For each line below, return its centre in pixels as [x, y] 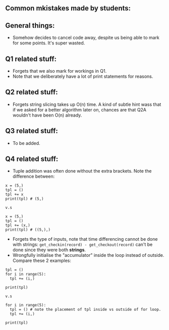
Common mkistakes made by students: [68, 8]
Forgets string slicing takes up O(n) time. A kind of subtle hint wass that [87, 104]
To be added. [26, 143]
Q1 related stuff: [31, 59]
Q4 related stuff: [32, 159]
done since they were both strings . [49, 250]
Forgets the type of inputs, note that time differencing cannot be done [85, 239]
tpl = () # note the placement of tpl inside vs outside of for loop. [86, 310]
